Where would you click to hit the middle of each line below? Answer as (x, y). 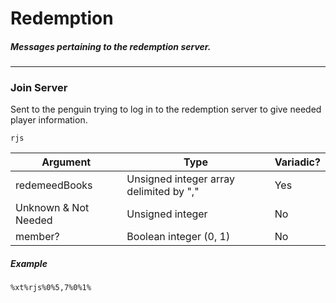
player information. (49, 120)
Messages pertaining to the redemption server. (111, 46)
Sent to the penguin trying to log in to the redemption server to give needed (166, 109)
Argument (66, 162)
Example (29, 264)
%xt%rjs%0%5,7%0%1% (51, 288)
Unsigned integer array (180, 179)
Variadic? (297, 162)
